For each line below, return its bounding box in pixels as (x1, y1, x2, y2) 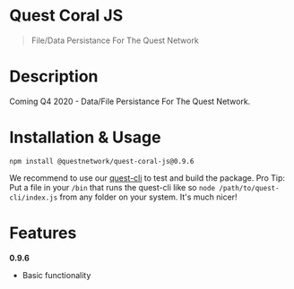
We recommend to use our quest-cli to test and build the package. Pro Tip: (9, 172, 285, 183)
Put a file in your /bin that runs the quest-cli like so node (9, 182, 216, 192)
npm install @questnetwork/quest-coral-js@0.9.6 (9, 157, 195, 166)
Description (9, 66, 99, 87)
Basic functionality (22, 269, 91, 280)
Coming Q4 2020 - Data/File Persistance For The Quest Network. (9, 96, 251, 106)
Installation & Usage (9, 127, 161, 148)
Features (9, 223, 77, 242)
